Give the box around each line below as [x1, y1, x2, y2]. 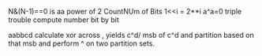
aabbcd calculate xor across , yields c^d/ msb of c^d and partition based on [8, 31, 254, 39]
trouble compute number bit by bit [8, 15, 120, 24]
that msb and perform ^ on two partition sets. [8, 39, 155, 48]
